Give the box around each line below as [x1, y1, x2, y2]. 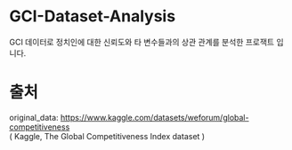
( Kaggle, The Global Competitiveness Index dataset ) [9, 130, 206, 141]
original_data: [9, 112, 60, 122]
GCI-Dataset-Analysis [9, 6, 176, 27]
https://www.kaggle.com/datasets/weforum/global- [61, 112, 249, 122]
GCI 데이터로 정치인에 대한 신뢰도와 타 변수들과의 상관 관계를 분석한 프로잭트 [9, 36, 274, 47]
